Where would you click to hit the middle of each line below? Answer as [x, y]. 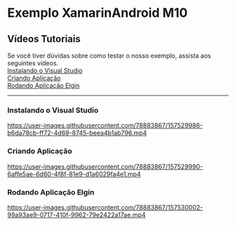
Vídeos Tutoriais [44, 39]
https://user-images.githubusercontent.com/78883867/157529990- [105, 166]
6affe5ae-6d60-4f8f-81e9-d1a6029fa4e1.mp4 [74, 174]
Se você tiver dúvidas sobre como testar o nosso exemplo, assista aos [109, 55]
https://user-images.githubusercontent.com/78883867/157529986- [105, 126]
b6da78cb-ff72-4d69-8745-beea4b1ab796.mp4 [77, 133]
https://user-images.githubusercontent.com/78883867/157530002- [105, 207]
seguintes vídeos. [33, 63]
